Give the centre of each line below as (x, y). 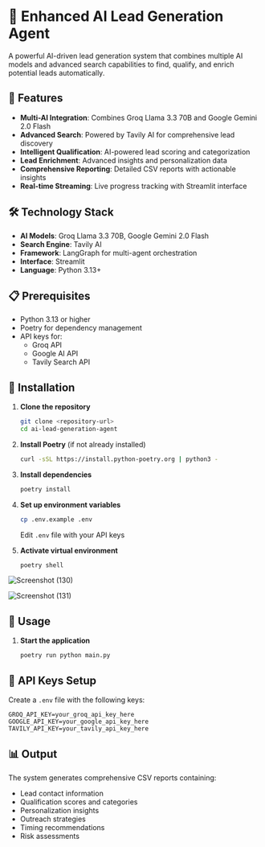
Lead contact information (62, 793)
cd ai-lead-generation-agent (69, 430)
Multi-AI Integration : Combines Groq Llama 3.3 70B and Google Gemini (139, 117)
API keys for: (41, 336)
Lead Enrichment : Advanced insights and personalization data (123, 160)
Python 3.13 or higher (55, 319)
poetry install (45, 489)
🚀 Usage (29, 621)
